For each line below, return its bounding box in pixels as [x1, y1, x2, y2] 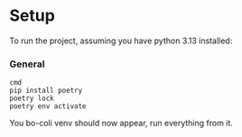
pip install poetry [9, 87, 83, 96]
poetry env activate [9, 102, 88, 111]
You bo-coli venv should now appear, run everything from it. [9, 118, 233, 129]
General [9, 58, 45, 70]
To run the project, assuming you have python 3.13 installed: [9, 35, 233, 46]
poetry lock [9, 94, 54, 104]
